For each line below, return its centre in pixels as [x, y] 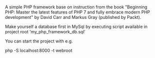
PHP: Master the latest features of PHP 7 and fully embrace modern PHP [77, 12]
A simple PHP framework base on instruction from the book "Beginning [76, 7]
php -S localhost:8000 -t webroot [39, 51]
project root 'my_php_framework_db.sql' [45, 32]
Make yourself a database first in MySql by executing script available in [76, 27]
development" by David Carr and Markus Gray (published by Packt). [73, 17]
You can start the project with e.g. [39, 41]
